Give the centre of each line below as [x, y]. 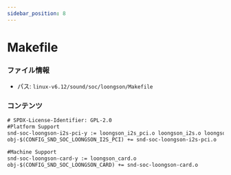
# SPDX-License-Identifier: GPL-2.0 [59, 121]
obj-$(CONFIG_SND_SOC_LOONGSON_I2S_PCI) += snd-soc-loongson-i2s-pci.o [112, 140]
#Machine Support [32, 152]
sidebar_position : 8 [37, 13]
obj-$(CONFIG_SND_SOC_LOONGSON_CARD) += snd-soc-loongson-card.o [102, 165]
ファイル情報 [29, 70]
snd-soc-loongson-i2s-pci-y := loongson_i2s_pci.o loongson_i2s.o [104, 133]
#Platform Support [33, 127]
